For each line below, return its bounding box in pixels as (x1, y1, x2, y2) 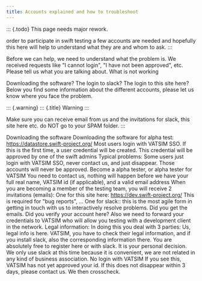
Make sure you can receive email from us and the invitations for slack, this (6, 116, 191, 123)
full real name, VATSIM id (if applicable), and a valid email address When (6, 178, 186, 185)
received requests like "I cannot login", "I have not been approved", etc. (6, 61, 183, 69)
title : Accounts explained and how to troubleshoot (6, 8, 138, 15)
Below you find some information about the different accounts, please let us (6, 85, 194, 93)
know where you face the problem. (6, 92, 93, 99)
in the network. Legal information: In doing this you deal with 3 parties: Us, (6, 223, 191, 230)
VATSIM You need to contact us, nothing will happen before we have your (6, 172, 189, 179)
